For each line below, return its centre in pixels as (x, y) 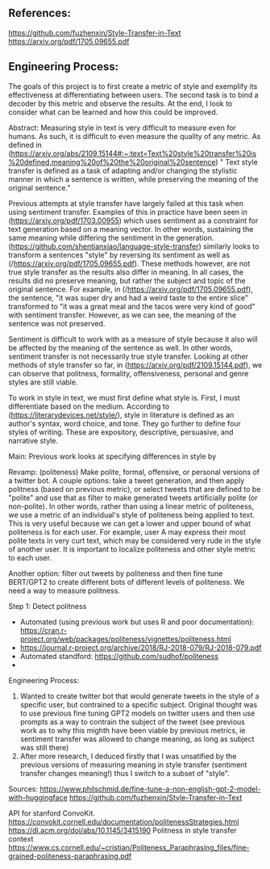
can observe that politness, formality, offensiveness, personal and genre (129, 373)
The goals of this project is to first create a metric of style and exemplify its (133, 86)
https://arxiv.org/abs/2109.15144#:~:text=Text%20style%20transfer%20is (133, 153)
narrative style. (33, 440)
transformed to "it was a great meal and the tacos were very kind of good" (132, 306)
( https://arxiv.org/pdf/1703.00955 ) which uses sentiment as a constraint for (133, 220)
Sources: (23, 789)
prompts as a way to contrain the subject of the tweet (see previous (133, 721)
